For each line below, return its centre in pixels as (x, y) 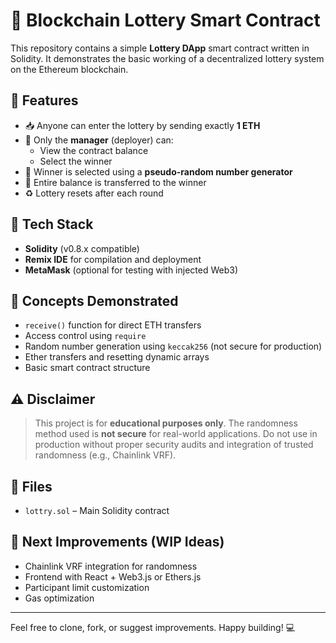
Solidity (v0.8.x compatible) (82, 248)
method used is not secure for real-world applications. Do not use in (176, 434)
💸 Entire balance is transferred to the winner (115, 182)
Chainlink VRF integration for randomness (111, 566)
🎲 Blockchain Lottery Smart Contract (165, 20)
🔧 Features (44, 100)
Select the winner (76, 161)
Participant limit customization (87, 587)
